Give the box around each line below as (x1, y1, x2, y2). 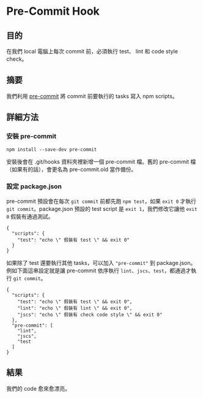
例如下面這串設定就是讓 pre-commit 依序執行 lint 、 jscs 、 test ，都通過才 (6, 267, 191, 274)
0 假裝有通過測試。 (6, 213, 54, 220)
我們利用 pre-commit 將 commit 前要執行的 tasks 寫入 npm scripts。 (6, 92, 179, 99)
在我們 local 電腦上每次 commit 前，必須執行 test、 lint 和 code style (6, 48, 179, 55)
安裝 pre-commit (6, 132, 57, 140)
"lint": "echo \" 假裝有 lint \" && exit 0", (17, 305, 133, 311)
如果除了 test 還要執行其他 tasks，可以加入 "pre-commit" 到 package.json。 (6, 259, 196, 266)
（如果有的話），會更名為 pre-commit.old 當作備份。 (6, 166, 137, 173)
